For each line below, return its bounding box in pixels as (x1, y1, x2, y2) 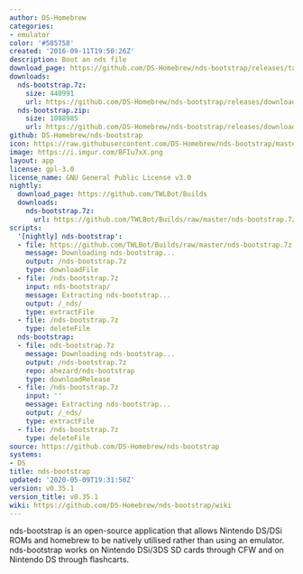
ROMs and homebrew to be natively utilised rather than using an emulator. (9, 535, 285, 546)
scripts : (9, 223, 42, 232)
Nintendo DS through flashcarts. (9, 554, 129, 565)
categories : (9, 22, 54, 31)
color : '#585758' (9, 38, 75, 48)
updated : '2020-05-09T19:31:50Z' (9, 475, 135, 485)
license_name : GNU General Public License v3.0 (9, 173, 192, 182)
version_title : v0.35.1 (9, 492, 99, 502)
